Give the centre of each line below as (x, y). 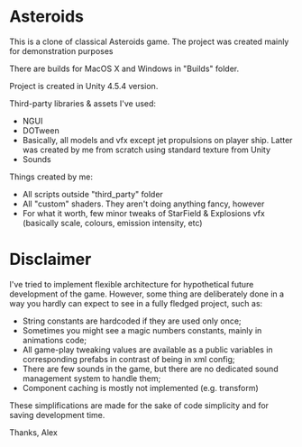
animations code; (55, 340)
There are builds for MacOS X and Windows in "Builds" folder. (124, 68)
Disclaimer (50, 260)
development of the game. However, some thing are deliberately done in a (147, 294)
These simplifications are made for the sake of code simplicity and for (139, 405)
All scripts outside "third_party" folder (93, 194)
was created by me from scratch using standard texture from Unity (146, 150)
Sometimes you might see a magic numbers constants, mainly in (142, 330)
